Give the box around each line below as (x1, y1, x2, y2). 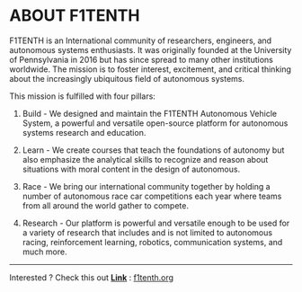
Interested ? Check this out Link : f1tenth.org (9, 271, 173, 283)
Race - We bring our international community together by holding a (22, 181, 271, 191)
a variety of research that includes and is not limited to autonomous (22, 226, 272, 238)
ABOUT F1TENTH (9, 5, 140, 26)
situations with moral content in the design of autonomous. (22, 164, 241, 174)
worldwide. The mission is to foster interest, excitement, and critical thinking (9, 64, 292, 75)
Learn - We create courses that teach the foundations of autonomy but (22, 145, 285, 155)
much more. (22, 246, 67, 257)
